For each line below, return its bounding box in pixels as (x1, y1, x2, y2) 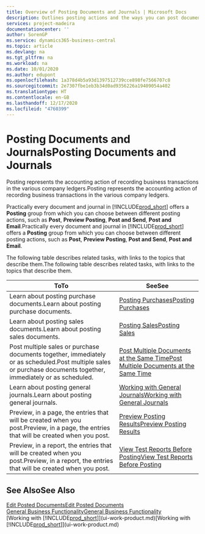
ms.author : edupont (6, 72, 56, 78)
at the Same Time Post (118, 354, 182, 363)
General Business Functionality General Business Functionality (6, 508, 162, 515)
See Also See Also (6, 485, 75, 495)
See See (146, 282, 169, 290)
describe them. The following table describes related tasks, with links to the (6, 261, 195, 268)
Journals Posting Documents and (6, 145, 176, 159)
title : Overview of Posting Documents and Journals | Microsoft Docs (6, 9, 187, 15)
